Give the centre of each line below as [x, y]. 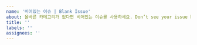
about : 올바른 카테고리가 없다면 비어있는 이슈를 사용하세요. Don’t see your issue [97, 17]
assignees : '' [23, 33]
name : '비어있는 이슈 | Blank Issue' [48, 11]
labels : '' [19, 28]
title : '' [18, 22]
